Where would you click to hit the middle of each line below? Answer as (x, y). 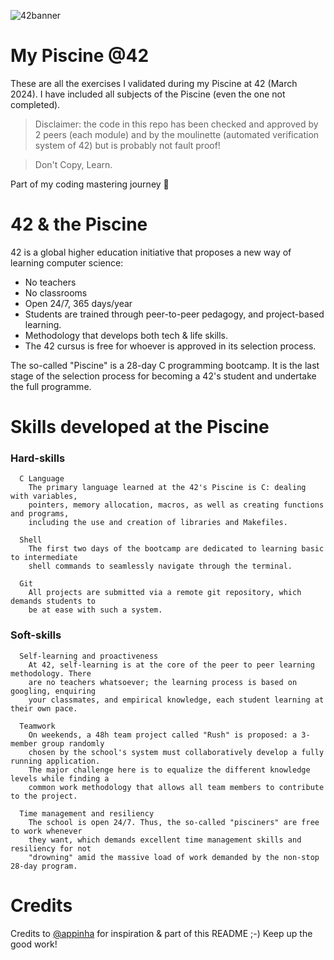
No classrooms (56, 292)
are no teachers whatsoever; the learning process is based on (163, 682)
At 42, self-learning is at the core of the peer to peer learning (171, 665)
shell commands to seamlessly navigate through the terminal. (160, 566)
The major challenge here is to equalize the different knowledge (169, 770)
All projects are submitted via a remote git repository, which (165, 593)
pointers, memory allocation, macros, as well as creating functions (176, 505)
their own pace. (44, 708)
